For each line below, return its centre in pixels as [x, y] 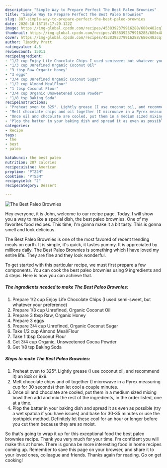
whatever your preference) [40, 305]
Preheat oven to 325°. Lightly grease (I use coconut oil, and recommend [86, 371]
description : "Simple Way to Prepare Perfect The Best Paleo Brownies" [81, 10]
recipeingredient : [24, 56]
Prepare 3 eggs [28, 320]
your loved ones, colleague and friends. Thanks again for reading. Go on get [83, 455]
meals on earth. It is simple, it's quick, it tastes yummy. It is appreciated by [81, 244]
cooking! [14, 460]
